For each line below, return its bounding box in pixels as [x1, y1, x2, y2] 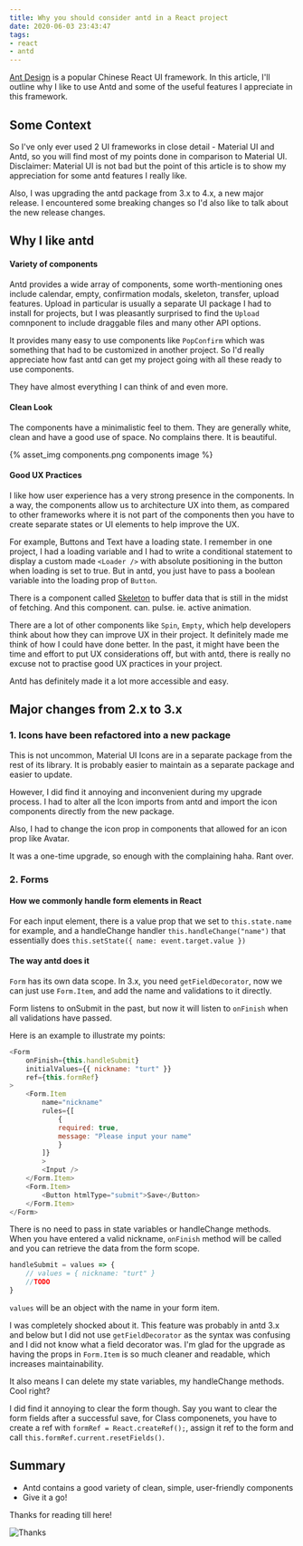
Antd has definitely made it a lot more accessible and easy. [9, 676, 229, 687]
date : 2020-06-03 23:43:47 [9, 22, 111, 31]
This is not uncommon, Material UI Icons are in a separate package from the [9, 749, 292, 761]
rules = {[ [42, 1107, 75, 1116]
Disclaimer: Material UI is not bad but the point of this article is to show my [9, 160, 287, 171]
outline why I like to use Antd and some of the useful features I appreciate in [9, 82, 293, 92]
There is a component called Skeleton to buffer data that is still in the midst [9, 592, 289, 603]
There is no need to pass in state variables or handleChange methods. [9, 1224, 271, 1234]
